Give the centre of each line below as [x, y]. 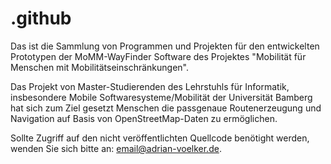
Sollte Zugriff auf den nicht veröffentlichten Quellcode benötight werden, [160, 138]
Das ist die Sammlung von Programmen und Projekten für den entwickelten [165, 46]
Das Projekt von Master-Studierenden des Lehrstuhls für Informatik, [150, 86]
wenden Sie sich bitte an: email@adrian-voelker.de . [116, 148]
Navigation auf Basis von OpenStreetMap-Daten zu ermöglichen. [144, 118]
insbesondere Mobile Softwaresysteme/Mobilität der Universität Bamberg [161, 97]
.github [41, 18]
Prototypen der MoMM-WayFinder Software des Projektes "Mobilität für [158, 56]
